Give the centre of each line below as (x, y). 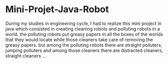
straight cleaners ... (26, 56)
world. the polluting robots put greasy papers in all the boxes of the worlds (84, 34)
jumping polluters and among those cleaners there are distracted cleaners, (84, 50)
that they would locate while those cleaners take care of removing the (79, 40)
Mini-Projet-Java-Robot (57, 9)
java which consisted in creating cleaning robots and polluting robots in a (83, 28)
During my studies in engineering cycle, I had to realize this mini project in (83, 23)
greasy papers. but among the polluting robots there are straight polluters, (84, 45)
